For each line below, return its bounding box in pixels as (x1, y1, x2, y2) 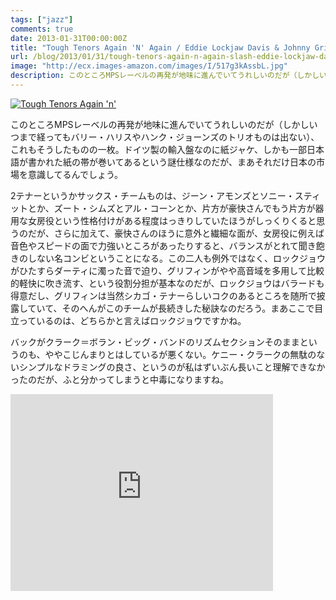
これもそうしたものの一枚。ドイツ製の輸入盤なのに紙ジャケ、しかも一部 (10, 143, 307, 155)
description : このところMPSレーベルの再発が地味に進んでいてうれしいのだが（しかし (10, 71, 320, 81)
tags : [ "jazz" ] (10, 14, 74, 25)
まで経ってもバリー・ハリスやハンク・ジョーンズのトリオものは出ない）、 (18, 131, 320, 143)
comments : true (10, 24, 74, 34)
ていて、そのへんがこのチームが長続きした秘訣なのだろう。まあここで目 (27, 302, 324, 314)
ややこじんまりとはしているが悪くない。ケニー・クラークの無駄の (44, 348, 317, 360)
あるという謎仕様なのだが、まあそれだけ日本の (123, 156, 317, 168)
